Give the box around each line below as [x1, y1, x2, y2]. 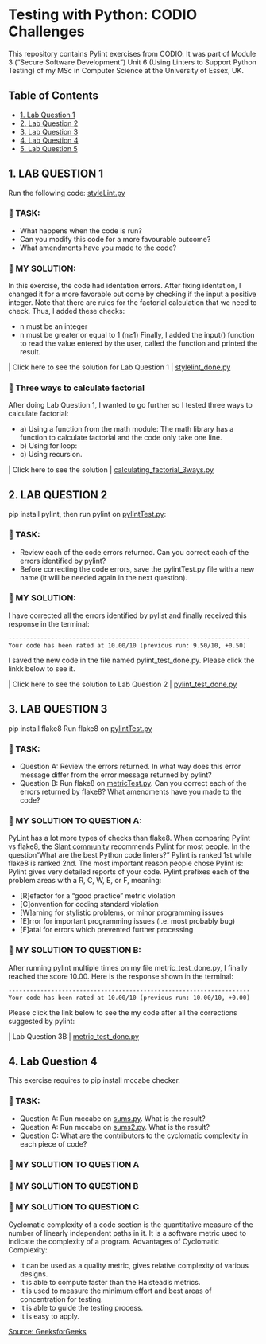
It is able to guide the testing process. [19, 1303, 144, 1312]
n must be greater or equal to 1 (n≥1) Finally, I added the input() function [19, 330, 256, 340]
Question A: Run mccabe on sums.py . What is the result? [19, 1113, 206, 1123]
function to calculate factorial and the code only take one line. [19, 432, 222, 443]
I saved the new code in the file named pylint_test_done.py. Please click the [8, 655, 255, 665]
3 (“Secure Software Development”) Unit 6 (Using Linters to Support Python [8, 57, 256, 67]
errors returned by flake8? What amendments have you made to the [19, 787, 242, 796]
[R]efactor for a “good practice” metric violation [19, 891, 176, 901]
